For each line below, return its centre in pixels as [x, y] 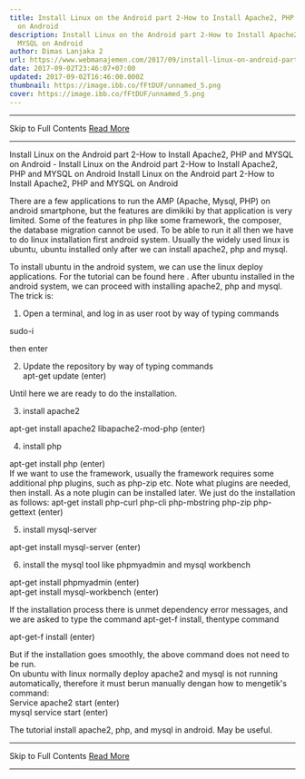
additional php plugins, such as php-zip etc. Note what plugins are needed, [150, 483]
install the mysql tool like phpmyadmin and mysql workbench [137, 565]
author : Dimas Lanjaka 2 [56, 52]
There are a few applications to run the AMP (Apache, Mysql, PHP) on [140, 201]
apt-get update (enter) [64, 375]
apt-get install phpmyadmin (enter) [74, 582]
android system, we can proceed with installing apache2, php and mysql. [146, 286]
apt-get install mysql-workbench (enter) [84, 592]
